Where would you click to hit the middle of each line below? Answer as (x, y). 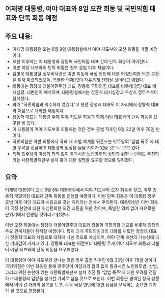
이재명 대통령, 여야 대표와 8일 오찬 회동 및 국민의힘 (77, 9)
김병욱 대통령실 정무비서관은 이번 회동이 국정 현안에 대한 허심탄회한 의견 (81, 74)
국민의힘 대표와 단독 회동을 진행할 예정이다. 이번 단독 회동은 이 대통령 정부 (85, 196)
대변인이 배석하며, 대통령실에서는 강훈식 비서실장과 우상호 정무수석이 (92, 92)
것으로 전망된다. (30, 291)
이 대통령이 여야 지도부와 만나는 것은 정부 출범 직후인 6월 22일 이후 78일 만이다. (82, 260)
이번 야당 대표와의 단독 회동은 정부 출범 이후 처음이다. (63, 67)
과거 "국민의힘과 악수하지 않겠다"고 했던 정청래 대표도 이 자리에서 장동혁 (81, 104)
